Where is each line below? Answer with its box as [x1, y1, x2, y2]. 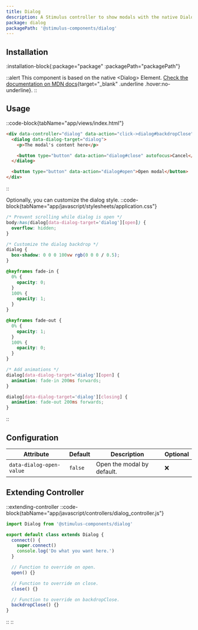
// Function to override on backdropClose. [11, 596, 120, 603]
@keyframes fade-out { [6, 317, 62, 323]
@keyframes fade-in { [6, 268, 60, 274]
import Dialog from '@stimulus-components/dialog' [6, 521, 133, 527]
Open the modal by [95, 460, 149, 468]
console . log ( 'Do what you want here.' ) [16, 548, 115, 554]
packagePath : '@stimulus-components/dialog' [6, 25, 117, 31]
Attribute [23, 450, 49, 458]
